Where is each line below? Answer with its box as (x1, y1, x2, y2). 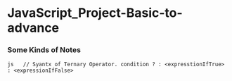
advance (7, 20, 60, 36)
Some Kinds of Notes (7, 45, 81, 55)
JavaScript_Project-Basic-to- (7, 5, 183, 21)
